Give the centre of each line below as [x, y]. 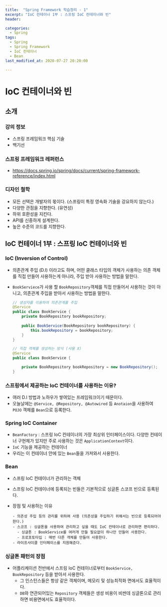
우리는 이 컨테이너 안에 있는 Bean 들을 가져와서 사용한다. [66, 453]
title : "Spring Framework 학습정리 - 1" [47, 10]
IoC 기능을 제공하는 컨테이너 [40, 447]
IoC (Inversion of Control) [37, 258]
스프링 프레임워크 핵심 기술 [38, 139]
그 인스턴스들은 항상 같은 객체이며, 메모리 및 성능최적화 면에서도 [82, 580]
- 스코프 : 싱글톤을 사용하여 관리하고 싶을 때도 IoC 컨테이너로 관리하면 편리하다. [86, 527]
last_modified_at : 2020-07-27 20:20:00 [47, 61]
